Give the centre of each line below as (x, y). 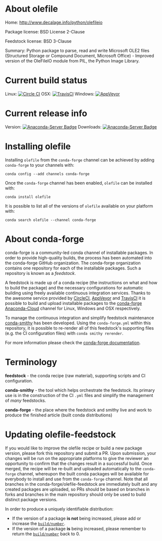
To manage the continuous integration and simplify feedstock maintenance (80, 318)
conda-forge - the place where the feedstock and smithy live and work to (78, 410)
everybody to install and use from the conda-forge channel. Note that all (76, 479)
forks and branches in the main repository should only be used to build (75, 494)
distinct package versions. (31, 499)
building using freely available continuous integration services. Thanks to (78, 293)
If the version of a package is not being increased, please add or (76, 518)
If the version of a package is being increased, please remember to (79, 528)
